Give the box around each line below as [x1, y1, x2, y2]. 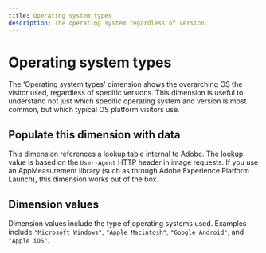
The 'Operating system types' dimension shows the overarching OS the [8, 80, 243, 89]
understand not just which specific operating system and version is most [8, 96, 247, 106]
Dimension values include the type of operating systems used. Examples [8, 219, 247, 228]
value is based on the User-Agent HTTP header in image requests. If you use [8, 158, 259, 167]
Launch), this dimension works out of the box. [8, 174, 159, 184]
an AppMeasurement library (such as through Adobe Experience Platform [8, 166, 249, 176]
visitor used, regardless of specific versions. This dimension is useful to [8, 88, 244, 98]
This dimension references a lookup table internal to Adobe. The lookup [8, 149, 244, 159]
